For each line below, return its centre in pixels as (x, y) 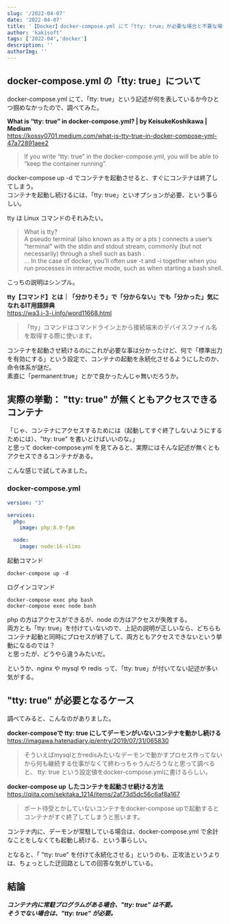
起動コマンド (25, 561)
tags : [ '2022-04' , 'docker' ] (47, 39)
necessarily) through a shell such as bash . (84, 253)
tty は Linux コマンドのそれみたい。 (57, 218)
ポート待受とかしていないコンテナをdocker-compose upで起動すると (121, 808)
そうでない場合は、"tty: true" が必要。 (62, 913)
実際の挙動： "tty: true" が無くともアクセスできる (112, 400)
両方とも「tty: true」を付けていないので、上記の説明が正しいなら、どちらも (114, 628)
